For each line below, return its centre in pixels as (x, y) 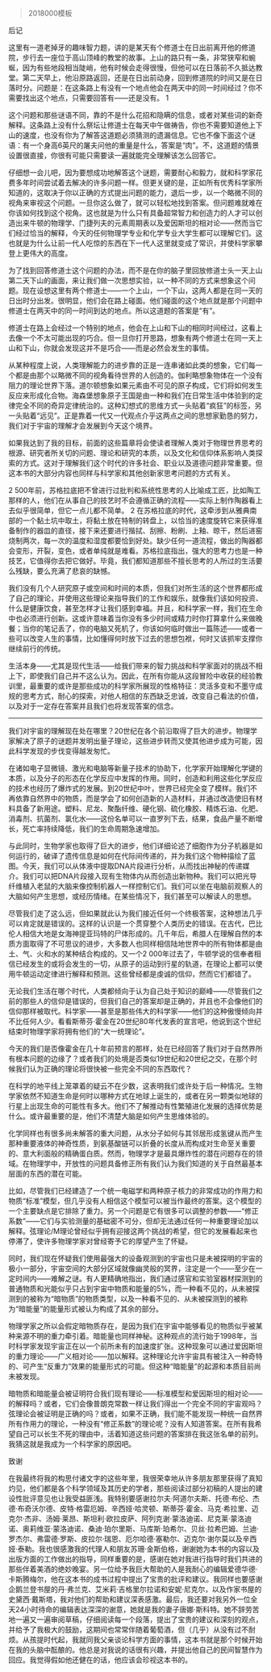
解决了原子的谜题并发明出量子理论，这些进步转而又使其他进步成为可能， (135, 741)
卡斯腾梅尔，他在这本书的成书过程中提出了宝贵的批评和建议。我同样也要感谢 (135, 1579)
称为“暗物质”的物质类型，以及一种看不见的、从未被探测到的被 (138, 1299)
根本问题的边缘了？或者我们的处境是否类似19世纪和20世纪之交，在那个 (133, 1059)
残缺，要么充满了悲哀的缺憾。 (65, 571)
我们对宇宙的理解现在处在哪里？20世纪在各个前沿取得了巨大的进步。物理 (129, 731)
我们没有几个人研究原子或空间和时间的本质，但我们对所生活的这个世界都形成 (135, 588)
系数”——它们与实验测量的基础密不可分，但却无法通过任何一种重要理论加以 (134, 1221)
